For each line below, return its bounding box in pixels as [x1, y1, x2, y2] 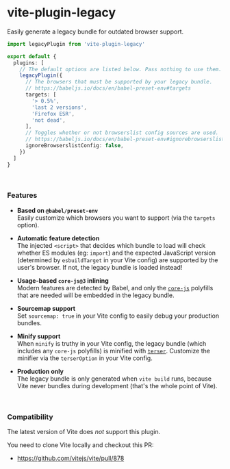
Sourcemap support [16, 304, 76, 312]
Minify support [16, 332, 61, 340]
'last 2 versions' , [31, 104, 88, 111]
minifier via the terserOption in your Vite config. [16, 354, 153, 362]
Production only [16, 367, 64, 375]
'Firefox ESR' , [31, 110, 75, 117]
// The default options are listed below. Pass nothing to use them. [19, 66, 222, 73]
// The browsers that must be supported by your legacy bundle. [25, 79, 213, 86]
